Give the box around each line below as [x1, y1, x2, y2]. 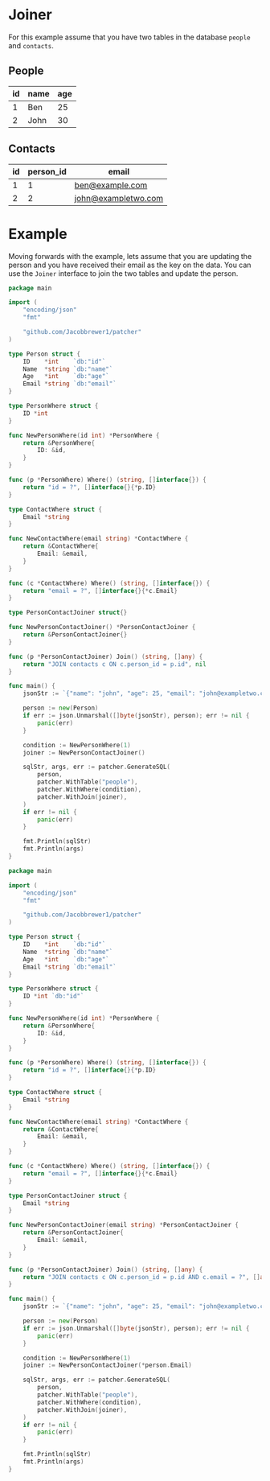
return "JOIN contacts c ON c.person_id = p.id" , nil [22, 660, 207, 669]
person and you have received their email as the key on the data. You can [8, 260, 252, 269]
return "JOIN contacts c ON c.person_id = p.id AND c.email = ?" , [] [22, 1273, 261, 1281]
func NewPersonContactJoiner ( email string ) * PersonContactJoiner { [8, 1221, 239, 1229]
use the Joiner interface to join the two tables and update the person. [8, 268, 239, 278]
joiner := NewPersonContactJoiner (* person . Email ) [22, 1361, 193, 1369]
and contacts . [8, 40, 54, 50]
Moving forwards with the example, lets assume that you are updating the [8, 251, 252, 261]
